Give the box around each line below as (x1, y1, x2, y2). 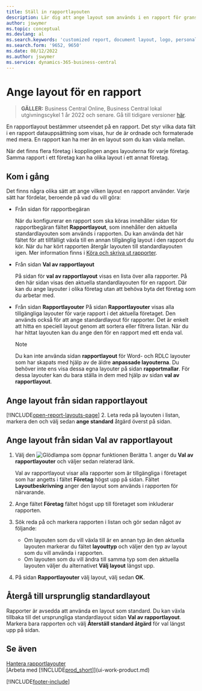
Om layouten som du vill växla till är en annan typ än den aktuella (23, 536, 185, 543)
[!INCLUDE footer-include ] (6, 678, 70, 685)
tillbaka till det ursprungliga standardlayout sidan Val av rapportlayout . (6, 613, 182, 621)
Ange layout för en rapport (6, 85, 141, 99)
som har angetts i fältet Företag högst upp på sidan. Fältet (14, 475, 159, 483)
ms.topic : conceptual (6, 25, 61, 32)
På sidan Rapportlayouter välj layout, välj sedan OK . (14, 574, 145, 581)
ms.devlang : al (6, 31, 44, 37)
